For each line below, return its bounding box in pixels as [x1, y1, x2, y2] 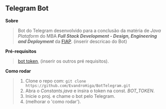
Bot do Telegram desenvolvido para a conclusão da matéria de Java [17, 28, 161, 34]
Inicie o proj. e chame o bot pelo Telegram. [25, 93, 116, 99]
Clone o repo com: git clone [25, 77, 87, 84]
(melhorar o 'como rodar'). [25, 98, 81, 104]
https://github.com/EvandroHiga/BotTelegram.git [25, 83, 131, 88]
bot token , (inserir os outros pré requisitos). [17, 58, 109, 64]
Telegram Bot [5, 4, 49, 13]
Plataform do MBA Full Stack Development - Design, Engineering [17, 33, 157, 39]
